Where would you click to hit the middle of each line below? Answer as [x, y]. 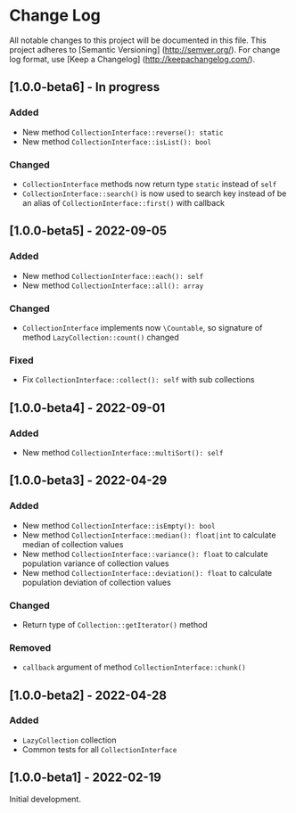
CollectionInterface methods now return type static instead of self [149, 184]
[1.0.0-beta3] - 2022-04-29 [88, 481]
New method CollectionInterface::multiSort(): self [123, 452]
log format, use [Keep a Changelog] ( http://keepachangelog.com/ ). [132, 59]
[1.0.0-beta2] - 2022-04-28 [88, 695]
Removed [30, 647]
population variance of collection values [95, 563]
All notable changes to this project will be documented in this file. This [138, 40]
